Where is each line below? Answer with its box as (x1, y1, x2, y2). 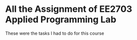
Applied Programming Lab (5, 14, 116, 25)
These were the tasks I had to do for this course (5, 30, 104, 36)
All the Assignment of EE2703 (5, 3, 132, 15)
